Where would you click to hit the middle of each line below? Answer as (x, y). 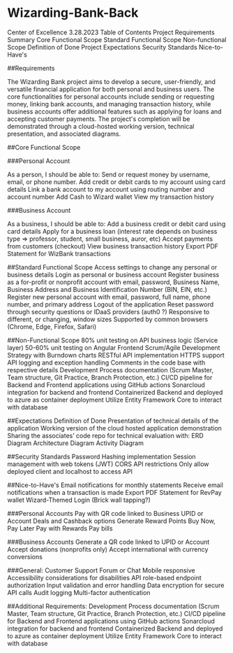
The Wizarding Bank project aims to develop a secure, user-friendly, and (112, 81)
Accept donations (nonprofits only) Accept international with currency (108, 549)
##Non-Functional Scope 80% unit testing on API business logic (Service (113, 340)
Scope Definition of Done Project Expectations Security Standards (102, 47)
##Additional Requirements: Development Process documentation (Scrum (113, 606)
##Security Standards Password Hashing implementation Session (102, 456)
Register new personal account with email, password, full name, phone (109, 297)
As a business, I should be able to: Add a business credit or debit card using (116, 224)
